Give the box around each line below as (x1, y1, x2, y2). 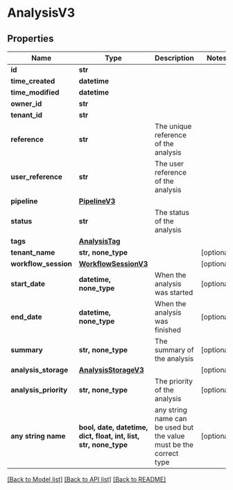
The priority (155, 377, 193, 386)
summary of (155, 345, 194, 354)
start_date (10, 279, 46, 288)
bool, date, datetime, (78, 422, 148, 432)
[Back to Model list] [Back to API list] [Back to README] (7, 475, 166, 483)
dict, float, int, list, (78, 432, 140, 441)
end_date (10, 312, 43, 322)
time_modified (10, 88, 60, 97)
